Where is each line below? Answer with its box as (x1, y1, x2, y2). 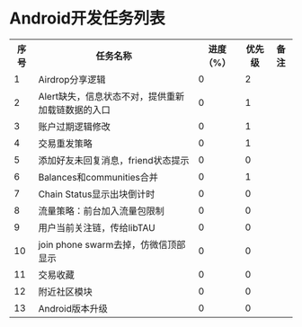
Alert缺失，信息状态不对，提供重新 (38, 90, 185, 102)
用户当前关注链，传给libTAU (38, 221, 155, 234)
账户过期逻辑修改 (38, 120, 111, 133)
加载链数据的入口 (38, 103, 111, 116)
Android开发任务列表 (9, 8, 166, 29)
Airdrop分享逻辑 (38, 73, 106, 85)
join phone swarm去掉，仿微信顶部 (38, 238, 186, 251)
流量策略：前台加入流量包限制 (38, 204, 164, 217)
